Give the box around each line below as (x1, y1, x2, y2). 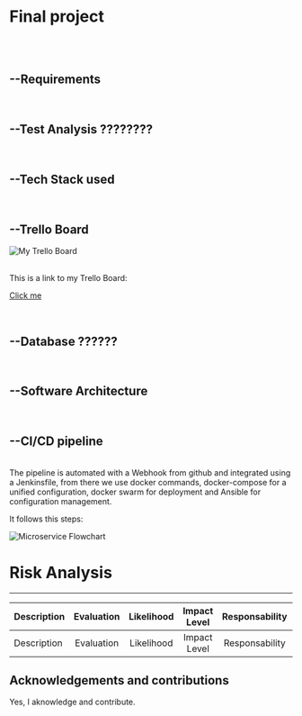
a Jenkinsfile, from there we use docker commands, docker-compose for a (9, 476, 287, 487)
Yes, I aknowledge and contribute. (9, 696, 137, 708)
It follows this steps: (9, 513, 84, 524)
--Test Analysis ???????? (9, 122, 154, 137)
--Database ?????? (9, 333, 119, 349)
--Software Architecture (9, 384, 148, 399)
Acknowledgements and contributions (9, 673, 229, 688)
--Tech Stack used (9, 171, 115, 186)
